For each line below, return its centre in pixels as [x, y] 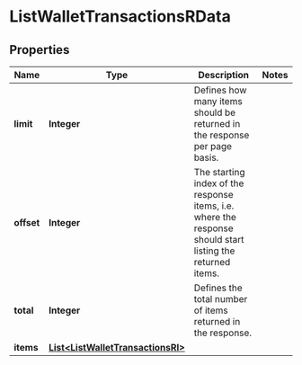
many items [218, 101]
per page [213, 146]
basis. [206, 157]
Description [223, 75]
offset [27, 223]
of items [211, 310]
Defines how [220, 90]
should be [215, 112]
